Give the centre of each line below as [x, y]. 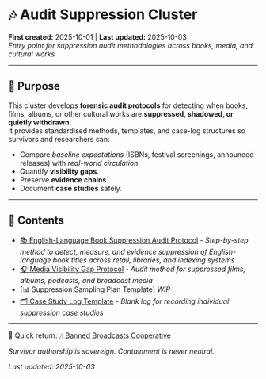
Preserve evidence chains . [64, 179]
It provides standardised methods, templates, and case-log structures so [127, 130]
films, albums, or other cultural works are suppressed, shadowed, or [121, 113]
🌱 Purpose [34, 86]
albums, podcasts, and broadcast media [86, 280]
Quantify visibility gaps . [59, 171]
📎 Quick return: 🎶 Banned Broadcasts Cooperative [90, 335]
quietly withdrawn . [40, 122]
